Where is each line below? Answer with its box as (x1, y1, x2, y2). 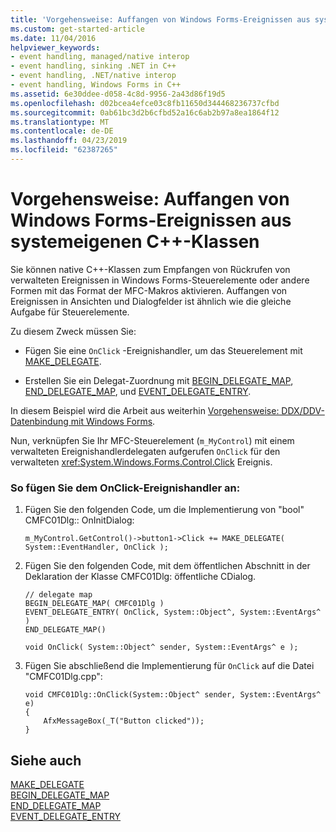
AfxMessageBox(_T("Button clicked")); (43, 716, 205, 726)
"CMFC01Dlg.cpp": (24, 671, 103, 683)
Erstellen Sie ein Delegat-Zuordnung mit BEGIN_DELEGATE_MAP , (24, 374, 294, 386)
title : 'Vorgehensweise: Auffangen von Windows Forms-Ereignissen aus (10, 14, 311, 25)
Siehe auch (10, 752, 82, 769)
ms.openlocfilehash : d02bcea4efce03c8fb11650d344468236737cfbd (10, 98, 280, 108)
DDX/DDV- (281, 404, 325, 416)
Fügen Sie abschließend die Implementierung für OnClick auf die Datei (24, 660, 315, 672)
